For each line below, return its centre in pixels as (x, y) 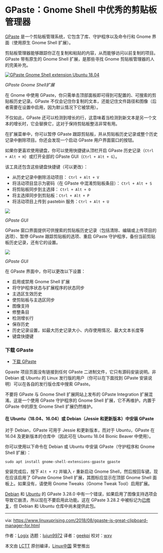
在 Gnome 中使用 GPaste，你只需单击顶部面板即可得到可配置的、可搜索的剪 (81, 95)
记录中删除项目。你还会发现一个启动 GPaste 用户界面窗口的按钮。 (71, 140)
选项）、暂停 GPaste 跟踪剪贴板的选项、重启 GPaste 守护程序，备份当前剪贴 (80, 236)
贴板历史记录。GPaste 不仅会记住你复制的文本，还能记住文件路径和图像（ (79, 101)
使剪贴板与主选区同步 (33, 300)
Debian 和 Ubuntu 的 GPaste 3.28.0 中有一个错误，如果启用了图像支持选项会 (81, 494)
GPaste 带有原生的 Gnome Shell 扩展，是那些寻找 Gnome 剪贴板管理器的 (78, 59)
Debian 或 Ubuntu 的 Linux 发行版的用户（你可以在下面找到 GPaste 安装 (77, 378)
